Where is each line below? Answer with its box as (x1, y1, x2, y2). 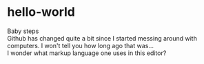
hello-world (7, 4, 76, 20)
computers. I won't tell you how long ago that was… (7, 41, 154, 50)
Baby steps (7, 27, 39, 35)
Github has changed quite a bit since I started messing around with (7, 34, 198, 42)
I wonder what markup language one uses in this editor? (7, 49, 167, 57)
